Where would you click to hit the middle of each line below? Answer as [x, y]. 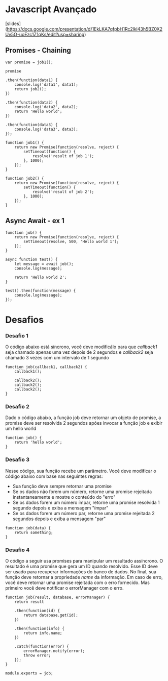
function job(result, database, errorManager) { [58, 597]
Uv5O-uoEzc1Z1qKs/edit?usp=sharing [45, 34]
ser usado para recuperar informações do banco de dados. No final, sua [81, 571]
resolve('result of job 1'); [63, 156]
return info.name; [43, 633]
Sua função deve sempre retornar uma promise [62, 486]
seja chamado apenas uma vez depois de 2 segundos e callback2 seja [79, 352]
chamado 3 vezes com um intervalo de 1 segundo [57, 358]
